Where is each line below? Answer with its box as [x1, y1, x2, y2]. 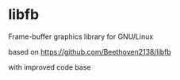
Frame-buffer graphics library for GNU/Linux [8, 32, 154, 41]
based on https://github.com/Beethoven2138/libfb [8, 47, 172, 56]
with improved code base [8, 62, 91, 72]
